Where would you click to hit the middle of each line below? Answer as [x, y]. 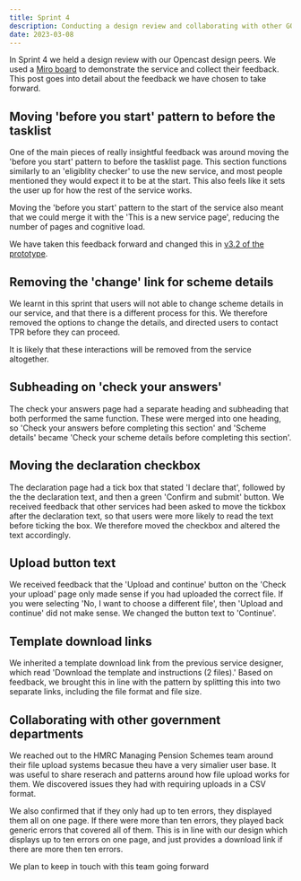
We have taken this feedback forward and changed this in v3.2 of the [137, 244]
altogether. [29, 359]
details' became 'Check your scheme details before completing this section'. [150, 437]
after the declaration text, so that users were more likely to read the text [142, 516]
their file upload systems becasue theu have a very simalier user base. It [143, 765]
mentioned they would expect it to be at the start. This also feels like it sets [147, 181]
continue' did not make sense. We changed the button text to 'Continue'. [143, 613]
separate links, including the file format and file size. [106, 692]
